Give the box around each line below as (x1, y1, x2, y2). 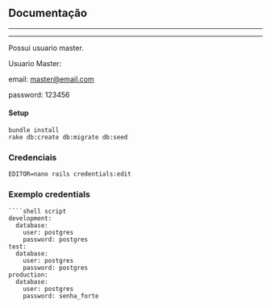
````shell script (8, 207, 67, 215)
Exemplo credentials (8, 189, 90, 200)
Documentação (8, 6, 87, 20)
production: (8, 270, 48, 279)
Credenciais (8, 152, 57, 163)
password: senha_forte (23, 292, 99, 300)
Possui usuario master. (8, 43, 85, 52)
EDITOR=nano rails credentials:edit (8, 170, 131, 178)
